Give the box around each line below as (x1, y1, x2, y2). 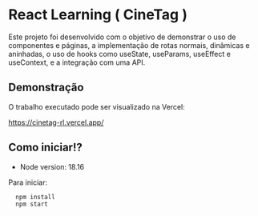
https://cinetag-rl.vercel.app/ (8, 118, 104, 127)
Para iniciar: (8, 178, 48, 187)
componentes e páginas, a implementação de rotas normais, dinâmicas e (8, 40, 250, 50)
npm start (15, 200, 48, 209)
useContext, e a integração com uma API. (8, 58, 146, 67)
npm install (15, 193, 56, 201)
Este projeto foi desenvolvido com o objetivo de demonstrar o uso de (8, 32, 236, 42)
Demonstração (8, 81, 84, 94)
